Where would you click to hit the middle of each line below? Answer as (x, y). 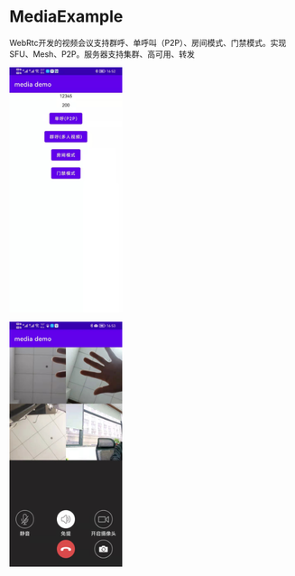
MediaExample (66, 17)
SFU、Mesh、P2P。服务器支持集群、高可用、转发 (102, 54)
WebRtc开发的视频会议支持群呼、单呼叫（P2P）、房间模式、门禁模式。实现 (148, 42)
